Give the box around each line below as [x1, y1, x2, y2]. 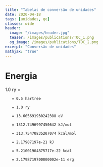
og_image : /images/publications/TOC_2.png [9, 40, 99, 45]
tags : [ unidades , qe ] [5, 16, 50, 21]
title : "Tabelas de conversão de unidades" [5, 7, 97, 12]
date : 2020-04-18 [5, 12, 41, 17]
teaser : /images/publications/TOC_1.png [9, 35, 94, 40]
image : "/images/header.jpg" [9, 30, 70, 35]
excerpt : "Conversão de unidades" [5, 44, 77, 49]
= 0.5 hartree [11, 96, 41, 101]
